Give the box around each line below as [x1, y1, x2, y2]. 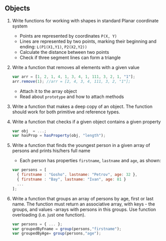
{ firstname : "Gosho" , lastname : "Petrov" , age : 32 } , [17, 172, 138, 177]
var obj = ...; [12, 128, 47, 134]
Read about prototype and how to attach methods [19, 94, 124, 100]
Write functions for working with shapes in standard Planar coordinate [12, 17, 159, 23]
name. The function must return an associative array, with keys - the [12, 201, 155, 207]
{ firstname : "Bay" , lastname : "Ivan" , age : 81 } [17, 177, 126, 182]
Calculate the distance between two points [19, 49, 110, 55]
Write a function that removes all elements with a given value [12, 64, 140, 70]
